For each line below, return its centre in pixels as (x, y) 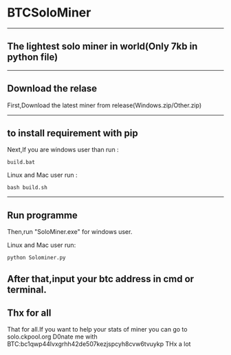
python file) (33, 57)
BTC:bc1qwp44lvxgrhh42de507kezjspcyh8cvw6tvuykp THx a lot (99, 344)
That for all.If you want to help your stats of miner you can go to (97, 330)
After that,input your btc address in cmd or (101, 279)
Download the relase (52, 88)
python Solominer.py (37, 258)
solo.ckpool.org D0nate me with (52, 337)
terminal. (27, 289)
